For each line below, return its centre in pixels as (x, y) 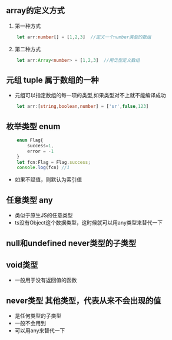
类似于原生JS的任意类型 (44, 215)
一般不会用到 (30, 324)
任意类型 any (29, 200)
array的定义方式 (35, 11)
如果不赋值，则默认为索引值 (48, 180)
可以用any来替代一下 (40, 331)
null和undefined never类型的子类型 (71, 243)
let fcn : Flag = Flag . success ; (54, 162)
